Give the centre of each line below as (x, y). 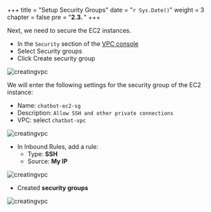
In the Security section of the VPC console (78, 44)
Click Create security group (56, 58)
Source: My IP (47, 161)
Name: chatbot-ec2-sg (49, 105)
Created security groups (53, 188)
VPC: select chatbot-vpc (51, 120)
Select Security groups (49, 51)
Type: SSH (43, 154)
